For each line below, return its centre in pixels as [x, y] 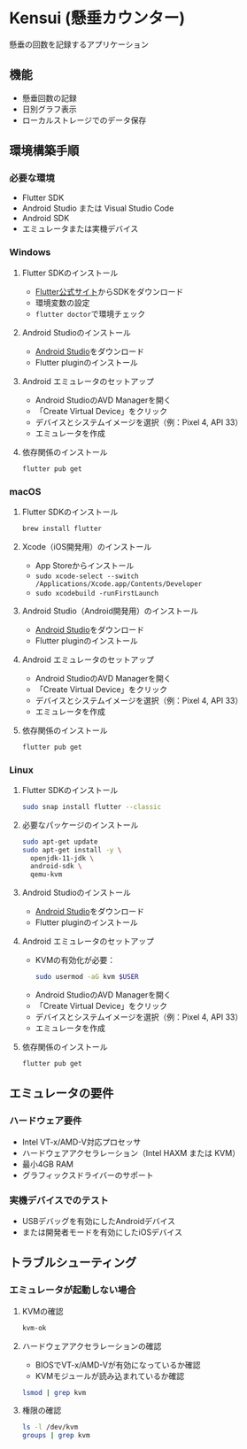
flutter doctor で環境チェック [90, 313]
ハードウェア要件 [46, 1121]
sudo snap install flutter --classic [92, 806]
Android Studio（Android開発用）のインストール [110, 611]
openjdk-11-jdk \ [62, 858]
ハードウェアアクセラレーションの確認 [92, 1345]
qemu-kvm [46, 875]
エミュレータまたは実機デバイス [80, 229]
